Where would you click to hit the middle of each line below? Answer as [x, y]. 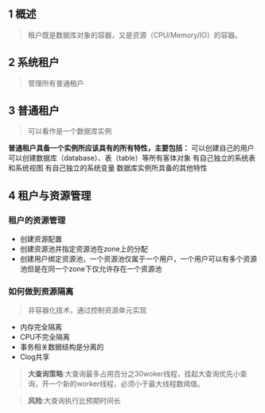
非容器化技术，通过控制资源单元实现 [87, 310]
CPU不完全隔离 [45, 337]
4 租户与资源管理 [50, 195]
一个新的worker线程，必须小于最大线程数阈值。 [127, 384]
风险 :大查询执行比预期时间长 [74, 401]
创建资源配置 [41, 239]
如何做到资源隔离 [41, 291]
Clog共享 [35, 357]
